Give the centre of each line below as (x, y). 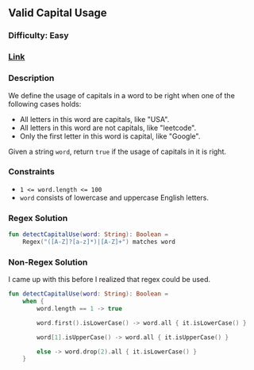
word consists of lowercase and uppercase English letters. (114, 197)
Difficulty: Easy (38, 36)
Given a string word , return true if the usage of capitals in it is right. (117, 151)
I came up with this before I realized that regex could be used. (110, 280)
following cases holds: (45, 104)
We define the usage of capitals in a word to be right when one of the (122, 95)
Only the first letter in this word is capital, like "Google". (110, 136)
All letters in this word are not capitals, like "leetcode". (108, 128)
